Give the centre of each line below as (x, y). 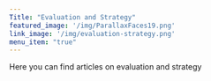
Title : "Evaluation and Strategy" (73, 17)
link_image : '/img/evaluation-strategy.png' (92, 33)
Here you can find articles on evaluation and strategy (105, 67)
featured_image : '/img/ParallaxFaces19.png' (92, 26)
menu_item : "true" (43, 42)
